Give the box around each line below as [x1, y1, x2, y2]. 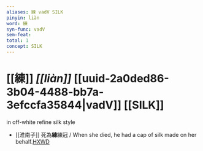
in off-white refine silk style [6, 118, 75, 126]
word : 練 [6, 20, 28, 26]
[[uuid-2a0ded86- [74, 72, 169, 86]
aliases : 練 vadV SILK [6, 9, 63, 15]
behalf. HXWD [15, 137, 50, 145]
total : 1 [6, 37, 29, 44]
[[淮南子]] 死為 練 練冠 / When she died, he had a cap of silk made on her [15, 131, 197, 138]
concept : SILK [6, 44, 43, 50]
